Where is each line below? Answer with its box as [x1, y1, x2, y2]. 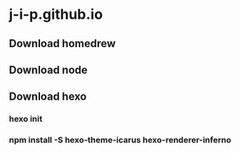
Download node [9, 63, 88, 76]
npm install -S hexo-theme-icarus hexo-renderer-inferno [9, 135, 231, 146]
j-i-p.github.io [9, 5, 103, 24]
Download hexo [9, 90, 87, 104]
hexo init [9, 114, 42, 125]
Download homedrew [9, 37, 116, 50]
